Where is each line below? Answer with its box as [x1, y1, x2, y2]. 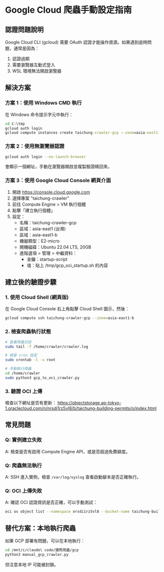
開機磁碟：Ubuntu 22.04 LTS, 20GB [19, 244, 92, 250]
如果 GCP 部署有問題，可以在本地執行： [5, 538, 85, 544]
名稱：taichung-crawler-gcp [19, 219, 77, 225]
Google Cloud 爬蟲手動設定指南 [5, 4, 132, 16]
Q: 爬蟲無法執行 [5, 462, 42, 469]
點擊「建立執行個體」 [12, 207, 55, 213]
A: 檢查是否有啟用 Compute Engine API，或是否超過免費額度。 [5, 448, 130, 454]
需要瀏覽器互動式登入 [12, 62, 55, 67]
